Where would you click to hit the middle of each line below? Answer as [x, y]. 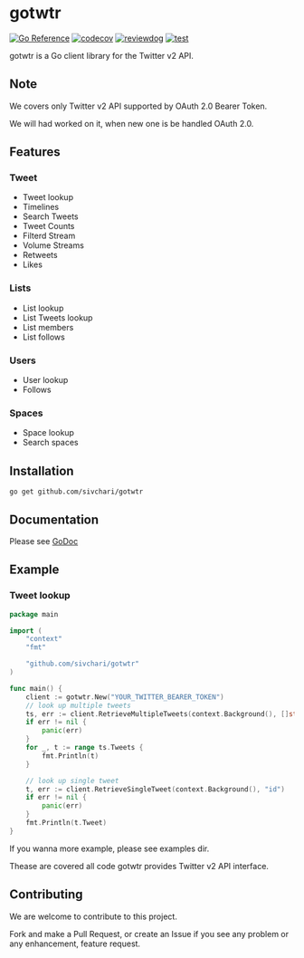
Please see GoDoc [44, 541]
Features [35, 152]
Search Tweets [50, 216]
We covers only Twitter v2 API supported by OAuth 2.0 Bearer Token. [138, 106]
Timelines [41, 207]
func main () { [36, 688]
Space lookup [48, 433]
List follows [43, 337]
